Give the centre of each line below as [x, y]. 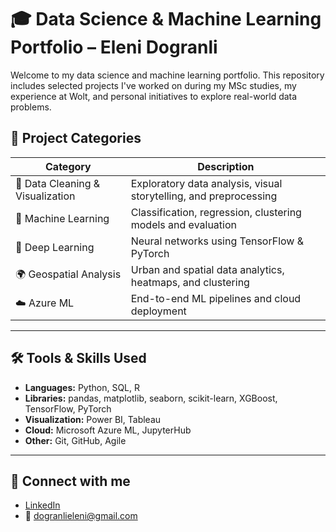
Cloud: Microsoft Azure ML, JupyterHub [108, 430]
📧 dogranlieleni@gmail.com [81, 516]
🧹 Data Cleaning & [58, 183]
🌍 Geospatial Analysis [68, 274]
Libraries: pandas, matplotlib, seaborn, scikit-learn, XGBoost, [151, 398]
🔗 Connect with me [70, 481]
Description [226, 166]
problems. [31, 107]
